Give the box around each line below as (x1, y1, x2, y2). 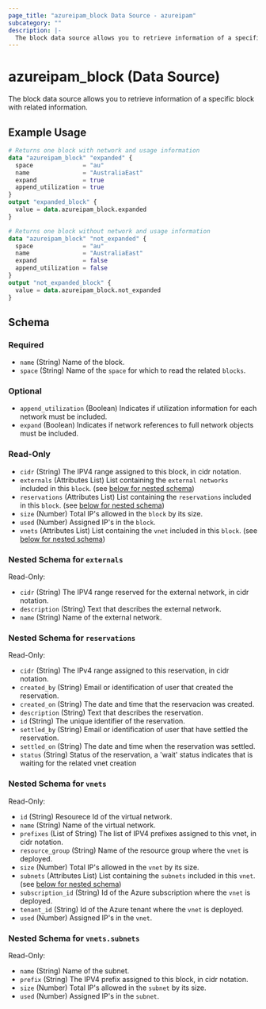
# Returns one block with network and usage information (8, 147, 200, 155)
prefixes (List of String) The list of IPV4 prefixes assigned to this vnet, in (19, 828, 257, 838)
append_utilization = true (15, 183, 104, 191)
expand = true (15, 176, 104, 184)
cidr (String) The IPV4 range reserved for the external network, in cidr (19, 588, 249, 597)
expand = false (15, 257, 108, 265)
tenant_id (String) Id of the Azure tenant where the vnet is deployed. (19, 904, 244, 914)
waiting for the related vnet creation (19, 758, 137, 768)
